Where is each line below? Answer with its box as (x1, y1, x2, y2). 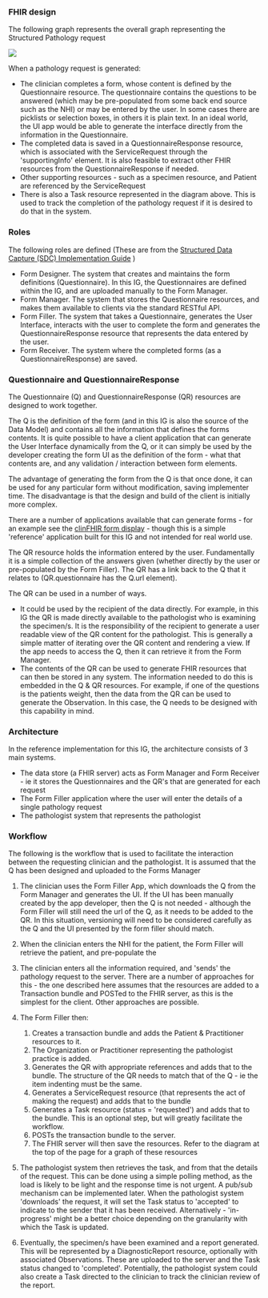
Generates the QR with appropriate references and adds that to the (31, 1063, 253, 1072)
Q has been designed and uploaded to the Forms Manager (8, 866, 202, 875)
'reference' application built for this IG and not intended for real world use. (8, 531, 254, 542)
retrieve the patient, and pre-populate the (19, 947, 157, 958)
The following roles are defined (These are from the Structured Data (8, 245, 233, 254)
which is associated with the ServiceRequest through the (19, 147, 208, 157)
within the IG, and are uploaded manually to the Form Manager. (19, 286, 228, 295)
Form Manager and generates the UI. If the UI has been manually (19, 890, 234, 899)
